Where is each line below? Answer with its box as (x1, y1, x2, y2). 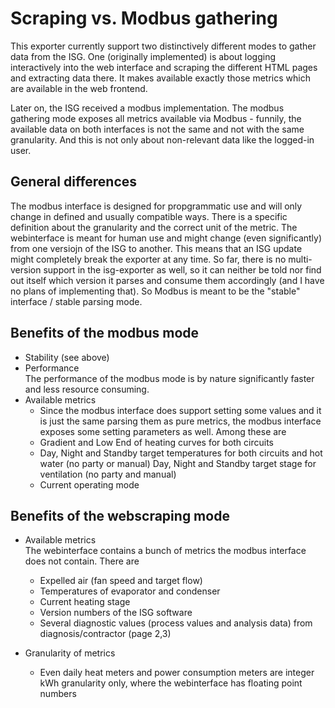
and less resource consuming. (24, 383, 150, 395)
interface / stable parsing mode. (10, 295, 143, 307)
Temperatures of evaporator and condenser (39, 585, 221, 597)
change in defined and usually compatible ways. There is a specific (10, 210, 288, 222)
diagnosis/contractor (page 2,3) (39, 628, 172, 640)
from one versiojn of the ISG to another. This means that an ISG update (10, 242, 303, 254)
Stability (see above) (24, 351, 110, 363)
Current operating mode (39, 478, 140, 491)
